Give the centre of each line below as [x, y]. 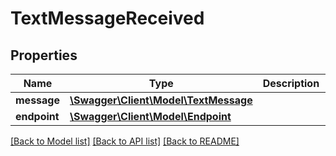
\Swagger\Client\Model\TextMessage [161, 100]
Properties [44, 55]
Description [291, 83]
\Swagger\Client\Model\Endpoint [150, 116]
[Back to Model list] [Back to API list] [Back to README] [125, 141]
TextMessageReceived [107, 18]
